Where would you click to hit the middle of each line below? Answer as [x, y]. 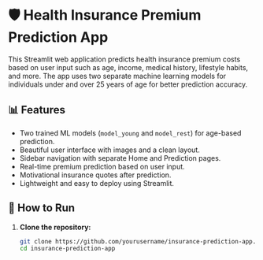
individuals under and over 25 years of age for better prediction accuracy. [128, 84]
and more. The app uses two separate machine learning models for [117, 76]
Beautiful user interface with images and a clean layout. [110, 150]
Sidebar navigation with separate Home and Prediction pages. [120, 158]
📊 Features [37, 110]
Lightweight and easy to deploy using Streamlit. [97, 183]
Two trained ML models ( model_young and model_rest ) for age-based [130, 133]
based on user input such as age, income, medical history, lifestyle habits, [128, 67]
